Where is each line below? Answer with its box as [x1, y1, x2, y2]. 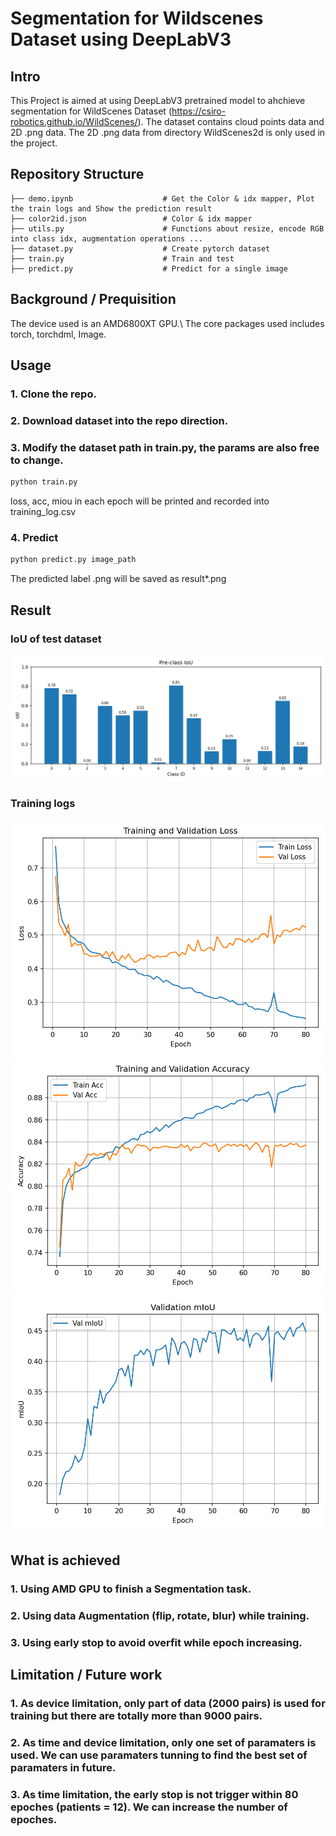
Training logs [10, 797, 76, 811]
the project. [10, 137, 58, 149]
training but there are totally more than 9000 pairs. [10, 1708, 263, 1722]
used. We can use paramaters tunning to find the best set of [10, 1748, 308, 1762]
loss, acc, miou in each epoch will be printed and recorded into [10, 495, 270, 507]
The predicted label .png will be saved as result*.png [10, 573, 227, 585]
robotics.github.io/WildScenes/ [10, 116, 138, 127]
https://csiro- [171, 105, 227, 117]
